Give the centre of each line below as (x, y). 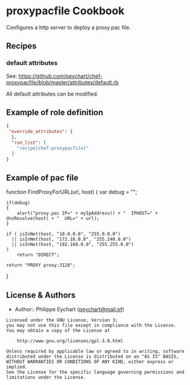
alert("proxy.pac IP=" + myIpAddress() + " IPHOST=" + (88, 213)
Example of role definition (55, 113)
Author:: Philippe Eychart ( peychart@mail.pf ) (69, 310)
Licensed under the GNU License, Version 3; (62, 320)
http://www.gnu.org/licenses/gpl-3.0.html (70, 341)
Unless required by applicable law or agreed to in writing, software (95, 352)
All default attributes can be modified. (52, 94)
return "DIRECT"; (38, 255)
